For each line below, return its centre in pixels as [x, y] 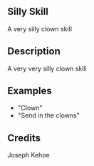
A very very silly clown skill [47, 68]
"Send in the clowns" [48, 115]
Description [34, 52]
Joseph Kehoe [28, 155]
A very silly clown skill [40, 28]
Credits [24, 138]
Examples [30, 91]
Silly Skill [28, 12]
